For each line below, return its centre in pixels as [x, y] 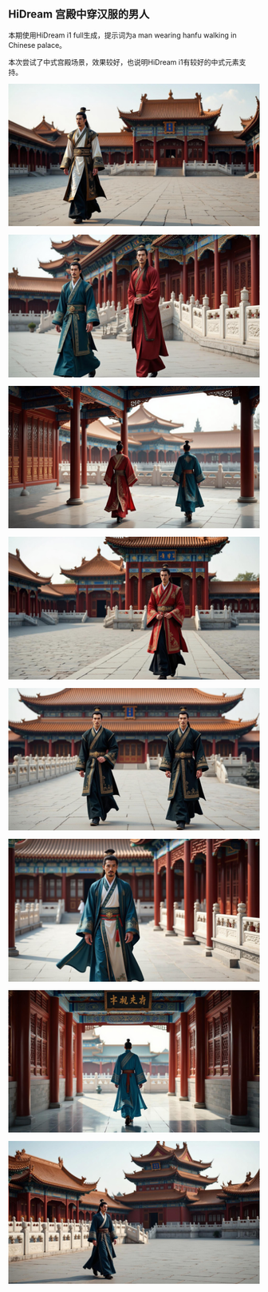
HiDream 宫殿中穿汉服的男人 [79, 14]
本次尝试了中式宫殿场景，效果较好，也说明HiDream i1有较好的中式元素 [124, 62]
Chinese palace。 [37, 45]
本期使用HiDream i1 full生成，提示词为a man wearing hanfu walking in [122, 35]
